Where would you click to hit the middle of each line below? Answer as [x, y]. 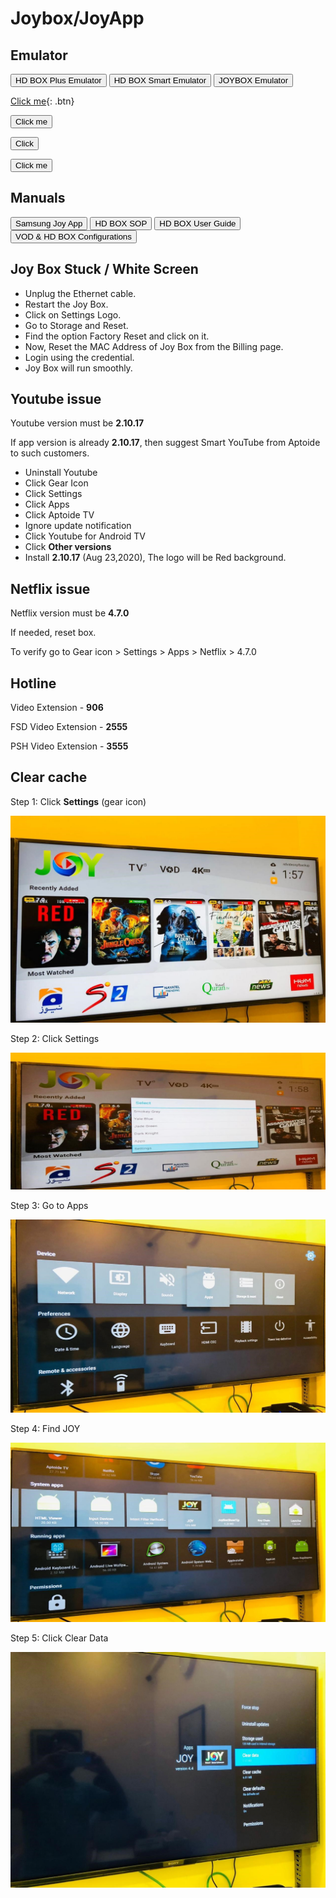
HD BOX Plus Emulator [58, 80]
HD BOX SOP [121, 223]
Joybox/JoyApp [77, 18]
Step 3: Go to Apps [49, 1206]
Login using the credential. [79, 357]
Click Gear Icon [56, 483]
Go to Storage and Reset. [76, 325]
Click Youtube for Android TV [85, 536]
